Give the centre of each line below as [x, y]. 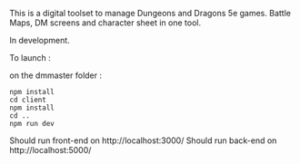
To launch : [30, 58]
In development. [40, 40]
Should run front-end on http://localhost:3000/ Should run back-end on [143, 140]
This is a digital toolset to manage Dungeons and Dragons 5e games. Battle [150, 13]
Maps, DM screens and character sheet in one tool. [105, 23]
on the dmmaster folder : [56, 75]
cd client [28, 100]
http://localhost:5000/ [50, 150]
